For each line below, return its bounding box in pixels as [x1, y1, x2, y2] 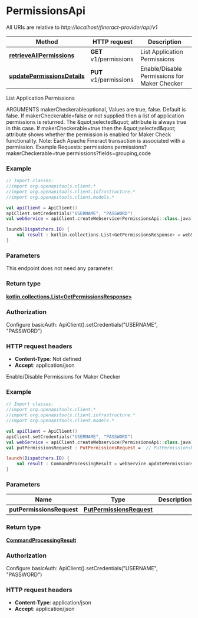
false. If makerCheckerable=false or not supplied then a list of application [6, 112, 184, 119]
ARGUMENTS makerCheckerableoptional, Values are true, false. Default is [6, 106, 186, 113]
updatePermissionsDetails [9, 72, 85, 80]
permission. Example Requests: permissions [6, 143, 114, 150]
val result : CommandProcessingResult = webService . [16, 461, 149, 467]
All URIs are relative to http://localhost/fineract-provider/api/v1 [6, 24, 158, 31]
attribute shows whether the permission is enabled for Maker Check [6, 131, 171, 138]
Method [35, 37, 58, 45]
